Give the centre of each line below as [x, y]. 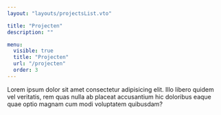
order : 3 [26, 70]
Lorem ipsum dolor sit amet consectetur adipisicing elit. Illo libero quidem [110, 89]
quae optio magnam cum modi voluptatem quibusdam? [85, 104]
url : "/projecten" [40, 64]
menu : [15, 44]
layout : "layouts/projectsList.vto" [59, 13]
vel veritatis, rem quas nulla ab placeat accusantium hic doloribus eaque [109, 97]
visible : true [33, 51]
